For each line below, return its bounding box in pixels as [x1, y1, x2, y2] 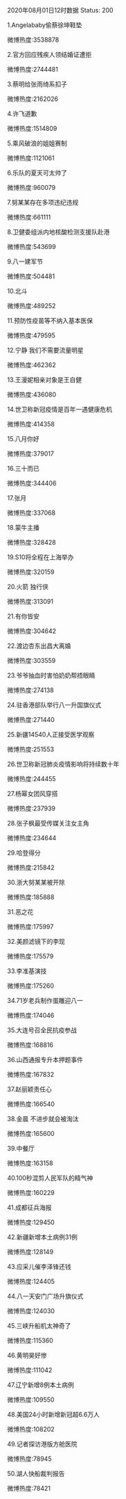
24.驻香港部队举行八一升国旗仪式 [7, 701, 102, 709]
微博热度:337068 [7, 508, 56, 517]
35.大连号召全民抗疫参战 [7, 1026, 78, 1034]
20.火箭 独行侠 [7, 583, 48, 591]
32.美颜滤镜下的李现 [7, 938, 66, 945]
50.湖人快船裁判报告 [7, 1470, 65, 1477]
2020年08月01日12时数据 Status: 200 [7, 6, 114, 14]
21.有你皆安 [7, 612, 40, 620]
